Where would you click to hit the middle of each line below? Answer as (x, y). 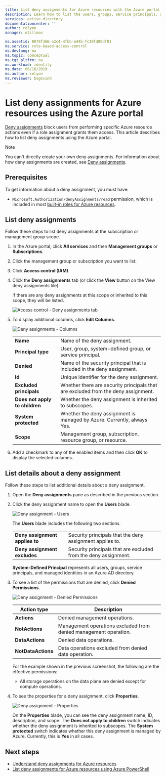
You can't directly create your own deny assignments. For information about (83, 157)
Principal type (32, 352)
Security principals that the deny (106, 535)
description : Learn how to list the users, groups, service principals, (82, 14)
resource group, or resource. (94, 440)
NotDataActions (34, 651)
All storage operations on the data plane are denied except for (83, 681)
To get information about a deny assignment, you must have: (67, 189)
